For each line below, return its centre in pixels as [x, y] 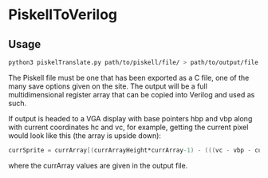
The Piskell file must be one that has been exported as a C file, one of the [129, 77]
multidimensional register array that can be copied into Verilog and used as [132, 94]
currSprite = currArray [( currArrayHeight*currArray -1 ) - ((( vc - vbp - [130, 150]
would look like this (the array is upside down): [85, 135]
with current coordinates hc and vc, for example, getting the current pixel [128, 127]
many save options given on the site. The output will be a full [108, 86]
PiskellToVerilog [63, 15]
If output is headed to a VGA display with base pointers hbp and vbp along [130, 118]
